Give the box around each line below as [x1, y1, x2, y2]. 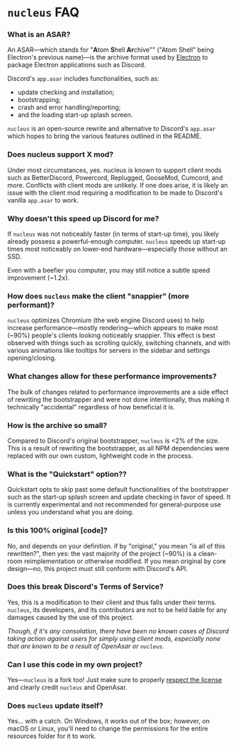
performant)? [7, 300, 55, 310]
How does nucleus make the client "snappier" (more [7, 291, 190, 301]
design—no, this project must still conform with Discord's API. [7, 564, 188, 572]
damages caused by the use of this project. [7, 613, 135, 621]
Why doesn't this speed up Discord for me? [7, 213, 159, 223]
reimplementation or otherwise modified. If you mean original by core [24, 557, 227, 565]
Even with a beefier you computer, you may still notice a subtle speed [7, 266, 210, 275]
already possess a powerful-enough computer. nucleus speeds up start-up [7, 237, 226, 246]
